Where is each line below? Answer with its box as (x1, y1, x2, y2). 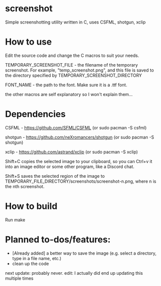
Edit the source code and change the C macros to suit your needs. (5, 52, 139, 58)
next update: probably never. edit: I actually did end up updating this (5, 270, 143, 276)
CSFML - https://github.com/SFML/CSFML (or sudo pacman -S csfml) (5, 124, 147, 130)
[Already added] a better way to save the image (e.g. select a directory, (12, 250, 157, 256)
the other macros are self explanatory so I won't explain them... (5, 91, 133, 97)
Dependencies (5, 109, 66, 120)
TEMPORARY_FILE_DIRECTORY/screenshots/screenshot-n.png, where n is (5, 178, 157, 184)
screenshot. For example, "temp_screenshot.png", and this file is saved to (5, 67, 154, 73)
